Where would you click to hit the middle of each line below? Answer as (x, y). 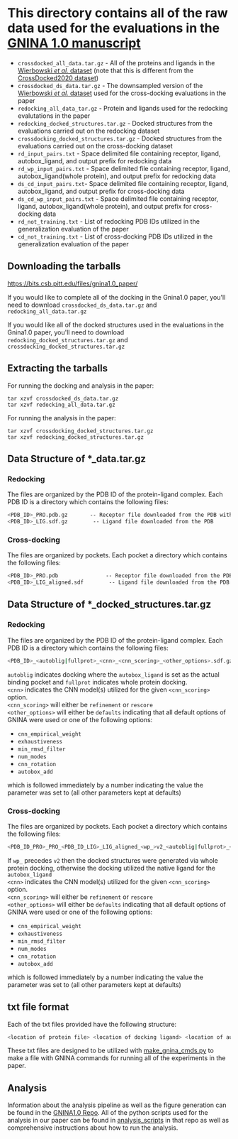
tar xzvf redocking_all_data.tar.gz (61, 405)
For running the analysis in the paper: (62, 418)
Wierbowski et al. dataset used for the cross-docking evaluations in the (122, 93)
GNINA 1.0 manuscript (74, 43)
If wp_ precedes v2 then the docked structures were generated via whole (113, 860)
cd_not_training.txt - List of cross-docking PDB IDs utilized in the (115, 236)
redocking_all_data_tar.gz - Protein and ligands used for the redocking (123, 108)
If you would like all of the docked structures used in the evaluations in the (116, 325)
